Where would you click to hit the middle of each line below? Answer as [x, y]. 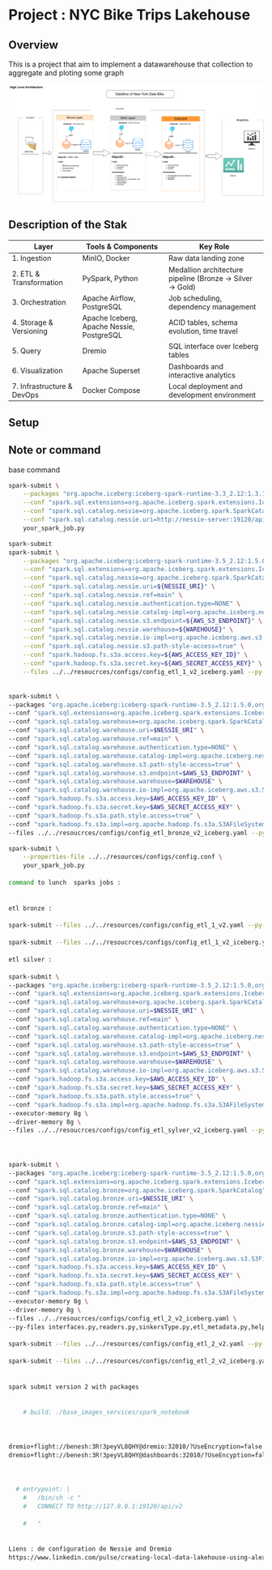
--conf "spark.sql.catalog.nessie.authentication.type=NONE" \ [132, 604]
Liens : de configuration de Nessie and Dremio [90, 1549]
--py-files [27, 1327]
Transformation [37, 283]
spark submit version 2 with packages [74, 1387]
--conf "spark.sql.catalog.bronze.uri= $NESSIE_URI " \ [101, 1199]
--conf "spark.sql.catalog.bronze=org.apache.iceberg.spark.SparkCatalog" [137, 1190]
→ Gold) [182, 287]
